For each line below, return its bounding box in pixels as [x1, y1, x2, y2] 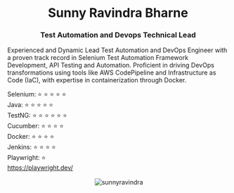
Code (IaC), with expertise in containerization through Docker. [7, 76, 187, 85]
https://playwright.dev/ [7, 163, 74, 172]
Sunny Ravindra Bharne [48, 5, 188, 21]
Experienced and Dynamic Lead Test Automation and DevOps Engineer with [7, 46, 228, 54]
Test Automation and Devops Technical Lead [39, 30, 197, 40]
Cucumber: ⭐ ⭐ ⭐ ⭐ [7, 122, 65, 130]
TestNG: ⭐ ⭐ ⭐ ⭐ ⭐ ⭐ [7, 111, 67, 120]
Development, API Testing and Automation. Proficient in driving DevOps [7, 61, 214, 70]
